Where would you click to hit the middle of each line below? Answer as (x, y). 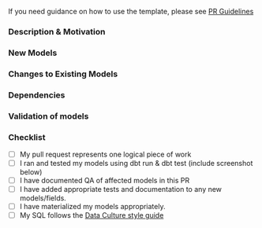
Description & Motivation (57, 31)
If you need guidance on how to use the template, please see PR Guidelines (131, 11)
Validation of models (49, 116)
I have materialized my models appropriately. (92, 207)
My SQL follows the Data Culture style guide (92, 215)
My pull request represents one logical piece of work (105, 154)
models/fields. (43, 198)
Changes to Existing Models (63, 74)
